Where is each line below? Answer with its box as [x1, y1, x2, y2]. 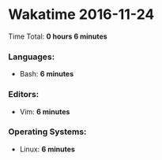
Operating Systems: [8, 126, 87, 137]
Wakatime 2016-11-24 [8, 6, 155, 24]
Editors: [8, 89, 40, 100]
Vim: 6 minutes [19, 106, 70, 116]
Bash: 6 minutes [19, 69, 74, 79]
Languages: [8, 51, 55, 62]
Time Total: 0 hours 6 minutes [8, 32, 108, 41]
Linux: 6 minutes [19, 144, 75, 154]
